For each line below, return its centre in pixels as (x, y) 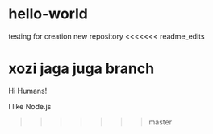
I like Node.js (30, 106)
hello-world (48, 14)
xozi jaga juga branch (81, 69)
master (160, 122)
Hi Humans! (28, 91)
